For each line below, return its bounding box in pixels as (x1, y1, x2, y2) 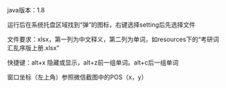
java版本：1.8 (7, 6, 45, 14)
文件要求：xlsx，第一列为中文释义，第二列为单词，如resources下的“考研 (7, 35, 214, 43)
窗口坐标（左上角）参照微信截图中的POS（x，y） (7, 73, 148, 81)
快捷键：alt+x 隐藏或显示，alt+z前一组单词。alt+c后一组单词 (7, 58, 179, 67)
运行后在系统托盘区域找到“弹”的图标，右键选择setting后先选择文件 (7, 21, 196, 29)
